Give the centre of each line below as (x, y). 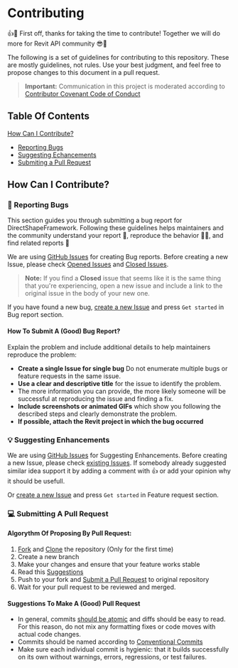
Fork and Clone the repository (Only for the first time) (96, 549)
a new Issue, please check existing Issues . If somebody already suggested (117, 463)
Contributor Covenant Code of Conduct (82, 93)
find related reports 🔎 (38, 243)
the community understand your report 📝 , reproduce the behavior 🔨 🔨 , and (115, 236)
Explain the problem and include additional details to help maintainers (109, 347)
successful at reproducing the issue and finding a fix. (96, 398)
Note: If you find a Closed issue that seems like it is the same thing (123, 278)
